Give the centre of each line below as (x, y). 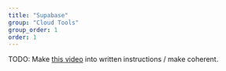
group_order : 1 (33, 30)
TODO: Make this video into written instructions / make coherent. (113, 59)
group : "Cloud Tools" (44, 23)
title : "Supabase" (38, 15)
